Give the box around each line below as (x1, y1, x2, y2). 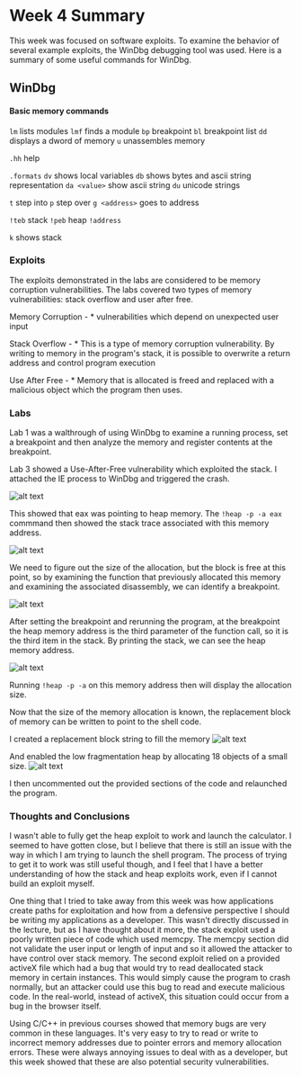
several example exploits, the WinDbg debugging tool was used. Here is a (9, 44, 282, 55)
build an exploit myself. (9, 878, 95, 889)
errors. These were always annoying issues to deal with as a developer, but (9, 1047, 288, 1058)
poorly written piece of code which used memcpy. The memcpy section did (9, 934, 289, 945)
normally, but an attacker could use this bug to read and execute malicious (9, 982, 286, 992)
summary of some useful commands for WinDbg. (9, 54, 191, 65)
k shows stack (9, 231, 63, 243)
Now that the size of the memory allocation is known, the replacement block (9, 707, 292, 718)
